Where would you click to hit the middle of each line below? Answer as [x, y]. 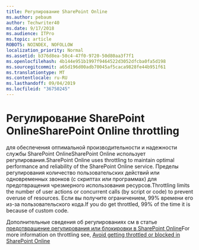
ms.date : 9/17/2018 [30, 28]
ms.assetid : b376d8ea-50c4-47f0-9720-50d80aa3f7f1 [70, 56]
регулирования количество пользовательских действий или [83, 172]
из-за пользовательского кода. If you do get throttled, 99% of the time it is [98, 204]
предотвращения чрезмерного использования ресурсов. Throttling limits [98, 185]
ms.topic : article [29, 39]
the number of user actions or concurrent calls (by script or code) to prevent [100, 191]
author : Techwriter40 [33, 23]
